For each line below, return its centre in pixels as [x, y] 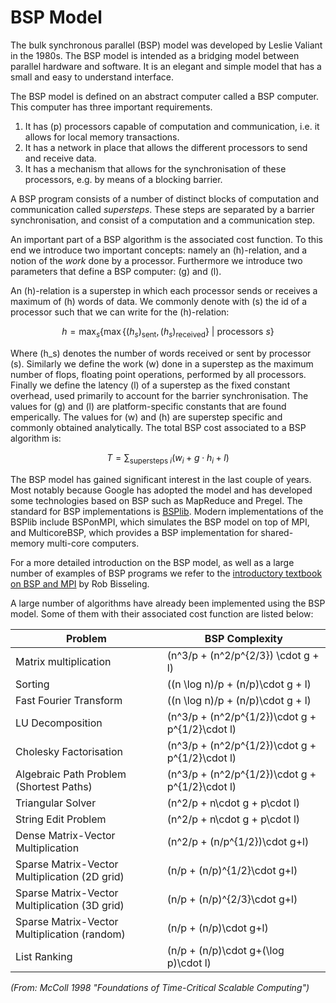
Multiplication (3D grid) [70, 905]
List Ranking [44, 956]
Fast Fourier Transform [69, 700]
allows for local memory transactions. [102, 137]
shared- [277, 532]
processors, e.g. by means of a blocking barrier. [123, 179]
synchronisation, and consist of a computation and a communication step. [163, 220]
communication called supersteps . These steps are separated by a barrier [162, 209]
